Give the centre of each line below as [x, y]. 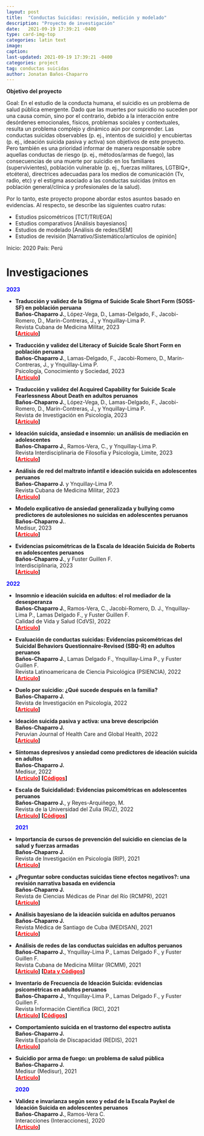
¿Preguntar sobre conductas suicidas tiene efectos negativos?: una [102, 877]
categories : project [32, 63]
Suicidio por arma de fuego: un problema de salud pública [90, 1058]
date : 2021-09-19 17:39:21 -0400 [51, 29]
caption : [17, 52]
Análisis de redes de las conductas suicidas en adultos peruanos [99, 946]
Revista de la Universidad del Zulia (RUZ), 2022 [74, 809]
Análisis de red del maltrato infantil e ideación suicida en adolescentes [106, 471]
